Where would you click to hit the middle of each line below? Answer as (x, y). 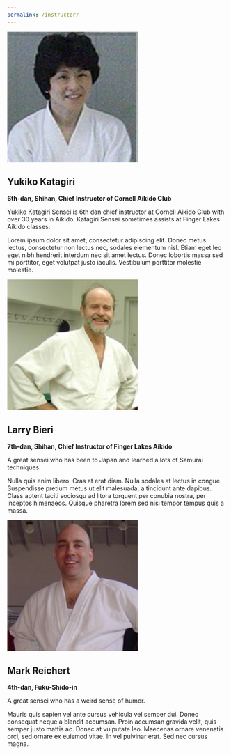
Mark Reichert (39, 670)
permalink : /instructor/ (43, 15)
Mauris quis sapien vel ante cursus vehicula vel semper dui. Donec (103, 715)
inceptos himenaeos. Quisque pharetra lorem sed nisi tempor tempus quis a (116, 503)
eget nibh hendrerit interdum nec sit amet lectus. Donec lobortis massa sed (115, 255)
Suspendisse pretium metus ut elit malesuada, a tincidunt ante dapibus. (110, 488)
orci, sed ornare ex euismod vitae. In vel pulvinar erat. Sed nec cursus (107, 737)
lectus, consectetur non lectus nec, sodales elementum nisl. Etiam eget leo (114, 248)
